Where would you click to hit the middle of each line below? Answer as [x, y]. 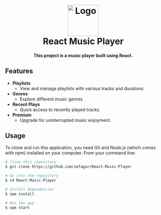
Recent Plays [26, 104]
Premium [22, 115]
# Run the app [20, 203]
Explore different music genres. [52, 99]
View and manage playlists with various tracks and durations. [82, 88]
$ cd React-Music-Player [31, 181]
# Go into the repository [32, 176]
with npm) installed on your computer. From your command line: [71, 153]
